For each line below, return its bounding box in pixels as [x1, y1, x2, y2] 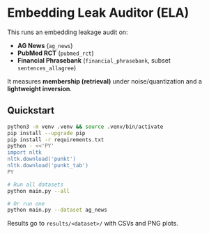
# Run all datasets [7, 181, 64, 188]
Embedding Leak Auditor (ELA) [7, 5, 189, 21]
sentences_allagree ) [17, 63, 77, 72]
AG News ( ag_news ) [17, 41, 73, 49]
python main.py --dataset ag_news [7, 207, 108, 214]
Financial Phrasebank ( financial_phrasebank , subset [17, 56, 171, 64]
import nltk [7, 149, 42, 156]
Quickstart [7, 104, 55, 116]
